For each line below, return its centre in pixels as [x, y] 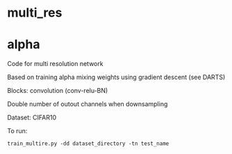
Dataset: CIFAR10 [32, 118]
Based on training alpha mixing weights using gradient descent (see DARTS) [116, 77]
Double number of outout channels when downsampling [88, 104]
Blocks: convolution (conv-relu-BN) [58, 91]
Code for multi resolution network [55, 64]
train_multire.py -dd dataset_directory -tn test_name [88, 144]
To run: [17, 131]
